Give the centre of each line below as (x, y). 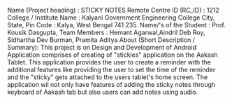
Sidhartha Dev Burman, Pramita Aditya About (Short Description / (101, 40)
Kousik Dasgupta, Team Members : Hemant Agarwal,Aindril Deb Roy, (106, 32)
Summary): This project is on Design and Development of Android (102, 47)
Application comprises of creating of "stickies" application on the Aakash (113, 55)
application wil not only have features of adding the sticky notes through (111, 84)
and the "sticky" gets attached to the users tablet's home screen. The (108, 77)
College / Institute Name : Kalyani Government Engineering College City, (111, 18)
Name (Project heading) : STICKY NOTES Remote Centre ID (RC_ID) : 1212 (113, 10)
